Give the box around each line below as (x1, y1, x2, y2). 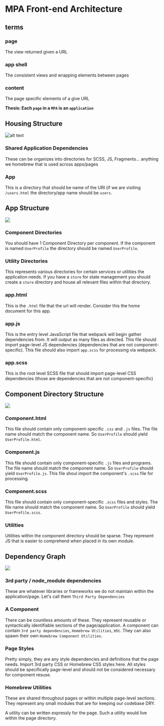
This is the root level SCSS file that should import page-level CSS (5, 370, 137, 376)
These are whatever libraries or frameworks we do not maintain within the (5, 588, 154, 594)
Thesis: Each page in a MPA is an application (5, 105, 94, 111)
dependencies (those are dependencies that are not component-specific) (5, 376, 153, 382)
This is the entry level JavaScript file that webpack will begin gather (5, 331, 142, 337)
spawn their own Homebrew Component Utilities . (5, 633, 103, 639)
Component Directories (5, 229, 62, 236)
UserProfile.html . (5, 436, 42, 443)
